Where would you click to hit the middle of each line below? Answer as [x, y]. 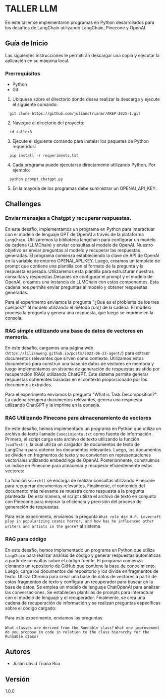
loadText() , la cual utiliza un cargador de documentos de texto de [73, 444]
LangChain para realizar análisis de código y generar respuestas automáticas [83, 555]
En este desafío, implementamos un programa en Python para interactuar [80, 229]
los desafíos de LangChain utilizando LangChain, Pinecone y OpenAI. [76, 27]
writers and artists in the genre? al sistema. [53, 526]
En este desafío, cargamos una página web [49, 348]
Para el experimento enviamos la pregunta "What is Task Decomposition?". [82, 394]
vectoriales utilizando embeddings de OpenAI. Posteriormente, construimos [83, 460]
